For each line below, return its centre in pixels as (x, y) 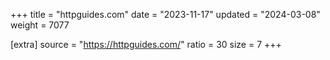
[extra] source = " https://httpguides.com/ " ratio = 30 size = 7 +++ (146, 44)
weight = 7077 (40, 25)
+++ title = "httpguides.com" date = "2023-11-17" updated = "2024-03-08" (165, 14)
